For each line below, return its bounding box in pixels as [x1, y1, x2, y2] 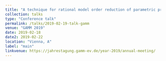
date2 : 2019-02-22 [5, 35, 43, 40]
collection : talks [5, 12, 43, 17]
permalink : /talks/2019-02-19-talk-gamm [5, 21, 90, 26]
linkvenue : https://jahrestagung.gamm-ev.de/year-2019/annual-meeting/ [5, 48, 156, 53]
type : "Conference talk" [5, 16, 56, 21]
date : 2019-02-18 [5, 30, 41, 35]
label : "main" [5, 44, 35, 49]
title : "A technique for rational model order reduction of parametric [5, 7, 156, 12]
